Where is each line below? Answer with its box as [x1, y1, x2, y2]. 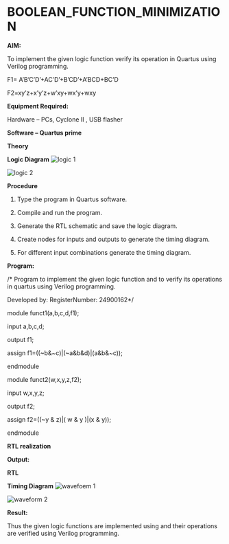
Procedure [7, 181, 38, 190]
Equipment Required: [7, 102, 69, 110]
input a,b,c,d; [7, 322, 45, 330]
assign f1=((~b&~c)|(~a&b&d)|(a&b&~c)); [7, 348, 123, 357]
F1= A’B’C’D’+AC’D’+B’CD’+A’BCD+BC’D [7, 75, 119, 83]
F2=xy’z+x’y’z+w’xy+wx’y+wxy [7, 89, 97, 97]
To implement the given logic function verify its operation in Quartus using [7, 54, 217, 63]
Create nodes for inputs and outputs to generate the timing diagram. [16, 235, 210, 243]
